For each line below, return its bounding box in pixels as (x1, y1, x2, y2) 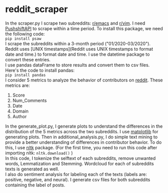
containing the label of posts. (5, 182, 66, 188)
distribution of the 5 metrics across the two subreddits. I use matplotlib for (5, 128, 158, 134)
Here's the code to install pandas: (5, 67, 75, 73)
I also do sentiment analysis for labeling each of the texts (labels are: (5, 171, 147, 177)
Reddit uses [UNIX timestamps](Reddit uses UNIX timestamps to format (5, 46, 153, 52)
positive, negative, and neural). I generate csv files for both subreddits (5, 176, 150, 182)
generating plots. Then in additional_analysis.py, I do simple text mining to (5, 134, 158, 140)
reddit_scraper (5, 4, 68, 15)
